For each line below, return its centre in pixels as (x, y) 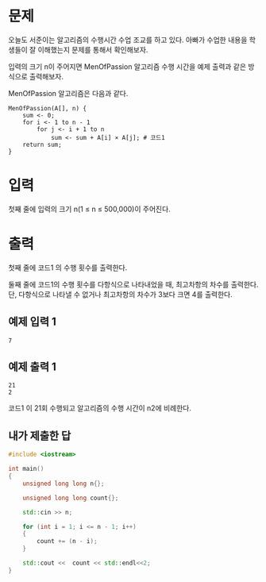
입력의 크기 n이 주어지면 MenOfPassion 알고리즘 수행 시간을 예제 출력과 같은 (127, 66)
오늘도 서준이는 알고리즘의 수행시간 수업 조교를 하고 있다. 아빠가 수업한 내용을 (128, 40)
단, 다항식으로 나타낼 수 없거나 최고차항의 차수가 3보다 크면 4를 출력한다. (120, 294)
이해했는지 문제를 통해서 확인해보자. (93, 49)
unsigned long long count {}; (71, 498)
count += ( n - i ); (67, 542)
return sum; (42, 145)
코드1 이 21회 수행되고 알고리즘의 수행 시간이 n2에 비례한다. (100, 408)
